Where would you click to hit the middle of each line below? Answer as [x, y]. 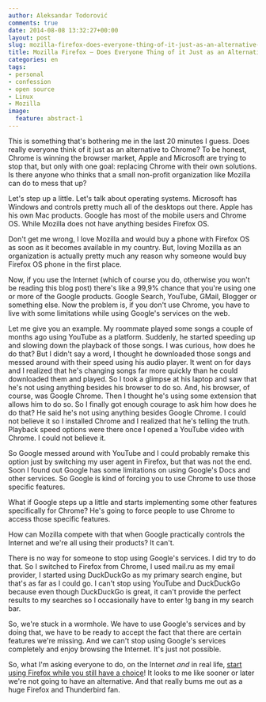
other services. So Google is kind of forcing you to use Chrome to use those [132, 478]
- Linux [21, 97]
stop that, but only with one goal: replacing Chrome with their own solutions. [133, 166]
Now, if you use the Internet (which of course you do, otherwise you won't [129, 279]
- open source [32, 89]
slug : [17, 45]
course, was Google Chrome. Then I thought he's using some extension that [133, 396]
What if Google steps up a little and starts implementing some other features [133, 502]
